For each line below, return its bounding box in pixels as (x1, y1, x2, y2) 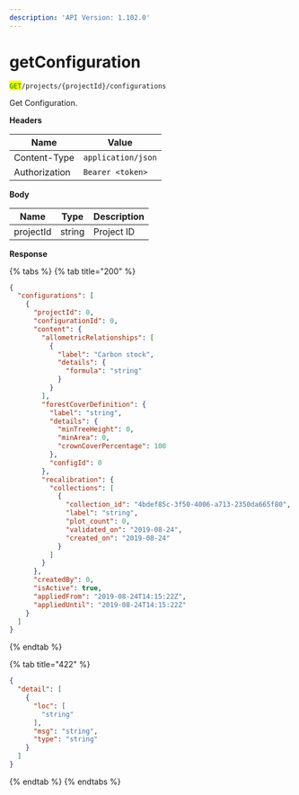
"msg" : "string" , (32, 727, 99, 736)
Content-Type (13, 151, 75, 163)
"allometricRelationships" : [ (41, 333, 154, 342)
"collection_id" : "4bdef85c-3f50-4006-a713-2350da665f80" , (66, 500, 292, 509)
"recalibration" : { (41, 475, 115, 484)
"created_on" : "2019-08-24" (66, 534, 171, 543)
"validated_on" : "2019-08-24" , (66, 525, 182, 534)
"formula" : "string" (66, 367, 143, 375)
